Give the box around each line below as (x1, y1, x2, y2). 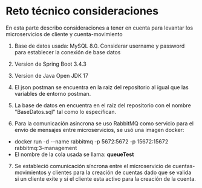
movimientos (14, 169, 47, 176)
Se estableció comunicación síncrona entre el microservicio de (14, 162, 172, 169)
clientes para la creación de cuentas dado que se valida (52, 169, 192, 176)
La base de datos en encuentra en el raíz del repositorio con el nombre (14, 101, 191, 109)
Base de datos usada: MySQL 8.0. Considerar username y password (14, 42, 185, 49)
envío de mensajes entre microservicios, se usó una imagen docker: (14, 126, 184, 133)
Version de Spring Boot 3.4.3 (14, 60, 87, 67)
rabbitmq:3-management (14, 144, 77, 151)
